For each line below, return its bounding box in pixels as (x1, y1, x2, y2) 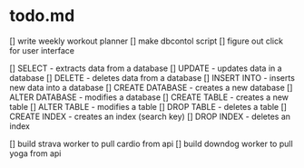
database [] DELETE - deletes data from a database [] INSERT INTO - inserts (9, 72, 295, 83)
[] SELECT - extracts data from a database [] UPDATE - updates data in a (9, 63, 283, 74)
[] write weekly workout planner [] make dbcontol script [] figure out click (9, 35, 284, 46)
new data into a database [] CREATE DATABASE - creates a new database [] (9, 82, 293, 93)
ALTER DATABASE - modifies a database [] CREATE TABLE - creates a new (9, 92, 289, 103)
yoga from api (9, 147, 62, 159)
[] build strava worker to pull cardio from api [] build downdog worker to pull (9, 138, 293, 149)
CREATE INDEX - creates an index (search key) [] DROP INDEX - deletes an (9, 111, 291, 122)
